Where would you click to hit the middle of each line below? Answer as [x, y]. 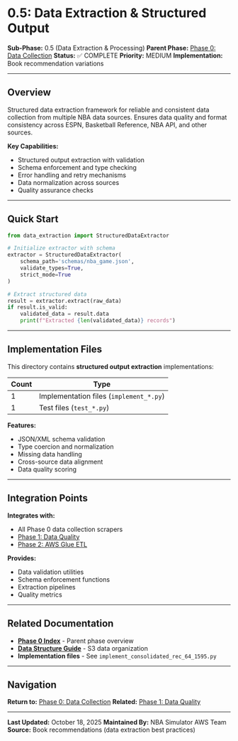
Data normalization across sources [68, 182]
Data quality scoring [47, 469]
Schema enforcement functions [64, 579]
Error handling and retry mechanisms [72, 175]
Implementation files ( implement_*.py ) [102, 396]
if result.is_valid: [38, 307]
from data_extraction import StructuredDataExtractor [89, 235]
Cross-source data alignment [60, 462]
